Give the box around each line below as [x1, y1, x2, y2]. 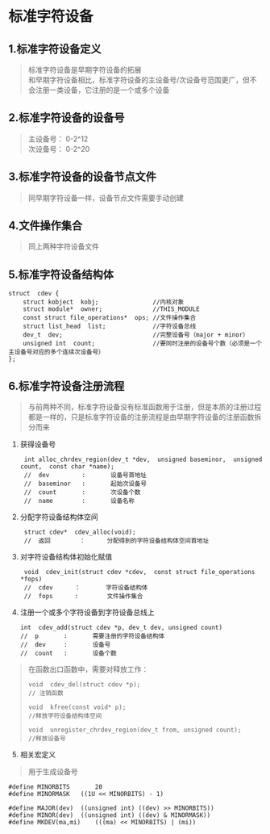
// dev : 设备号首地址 [23, 471, 147, 480]
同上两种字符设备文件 [27, 241, 99, 251]
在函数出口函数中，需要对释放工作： [27, 664, 149, 674]
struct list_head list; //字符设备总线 [23, 322, 197, 331]
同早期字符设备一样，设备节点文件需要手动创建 [27, 193, 184, 203]
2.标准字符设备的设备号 [8, 111, 125, 125]
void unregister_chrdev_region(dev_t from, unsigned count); [27, 726, 242, 735]
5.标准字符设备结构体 [8, 267, 114, 281]
